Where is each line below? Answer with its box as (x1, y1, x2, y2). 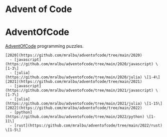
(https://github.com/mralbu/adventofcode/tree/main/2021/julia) (5, 101, 142, 106)
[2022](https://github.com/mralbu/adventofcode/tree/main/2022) (5, 105, 142, 111)
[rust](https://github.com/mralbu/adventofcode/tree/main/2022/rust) (14, 123, 163, 128)
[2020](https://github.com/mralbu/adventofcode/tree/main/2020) (5, 53, 142, 58)
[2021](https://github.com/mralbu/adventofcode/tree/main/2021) (5, 79, 142, 84)
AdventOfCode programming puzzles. (5, 43, 84, 49)
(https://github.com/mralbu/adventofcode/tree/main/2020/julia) (5, 75, 142, 80)
